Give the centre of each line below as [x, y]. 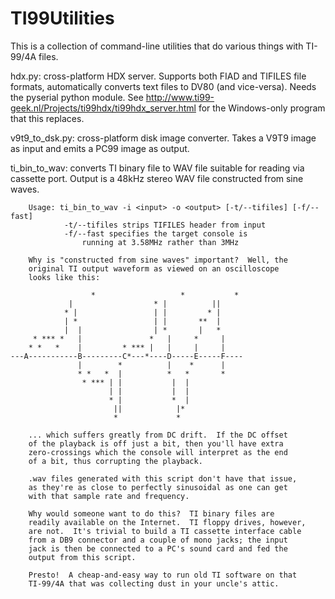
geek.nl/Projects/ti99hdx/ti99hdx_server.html [103, 108]
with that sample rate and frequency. [109, 496]
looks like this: [64, 277]
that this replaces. [47, 118]
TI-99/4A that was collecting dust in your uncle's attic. [154, 583]
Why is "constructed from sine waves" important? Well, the [158, 260]
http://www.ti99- [180, 97]
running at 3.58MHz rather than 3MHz [160, 242]
